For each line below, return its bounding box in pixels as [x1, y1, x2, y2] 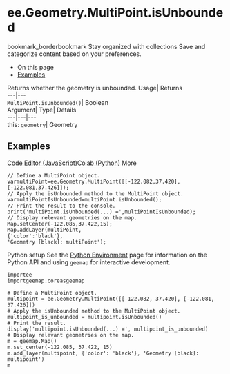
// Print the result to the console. [7, 202, 116, 209]
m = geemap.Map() [7, 337, 57, 344]
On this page [17, 63, 54, 71]
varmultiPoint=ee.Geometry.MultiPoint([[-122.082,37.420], [7, 178, 181, 185]
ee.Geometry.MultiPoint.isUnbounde [7, 5, 224, 21]
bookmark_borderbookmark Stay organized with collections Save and [7, 42, 206, 50]
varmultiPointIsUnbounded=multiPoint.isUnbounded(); [7, 196, 162, 203]
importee [7, 271, 32, 278]
